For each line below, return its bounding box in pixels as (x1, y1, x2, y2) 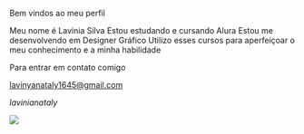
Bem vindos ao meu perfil (9, 8, 106, 18)
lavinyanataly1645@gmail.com (9, 80, 123, 90)
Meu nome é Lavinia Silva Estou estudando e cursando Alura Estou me (9, 25, 274, 35)
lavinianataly (9, 97, 58, 108)
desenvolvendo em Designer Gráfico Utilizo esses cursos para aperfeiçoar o (9, 35, 296, 45)
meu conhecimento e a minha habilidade (9, 44, 162, 55)
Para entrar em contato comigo (9, 62, 126, 72)
